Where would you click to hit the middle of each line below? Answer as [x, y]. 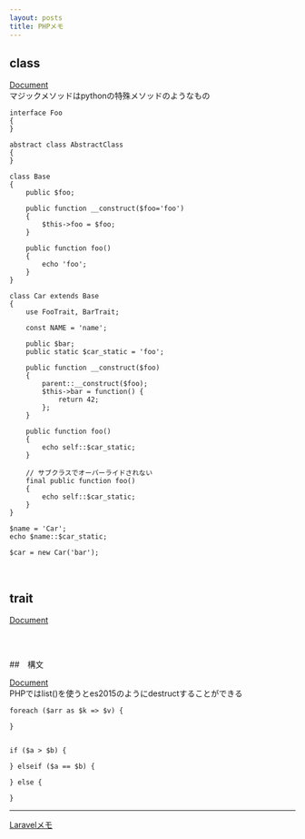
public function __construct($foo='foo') [105, 209]
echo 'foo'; [65, 265]
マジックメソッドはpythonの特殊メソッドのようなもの [110, 96]
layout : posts [36, 18]
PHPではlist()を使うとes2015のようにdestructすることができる [126, 693]
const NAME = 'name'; [66, 329]
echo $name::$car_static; [58, 537]
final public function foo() [81, 481]
